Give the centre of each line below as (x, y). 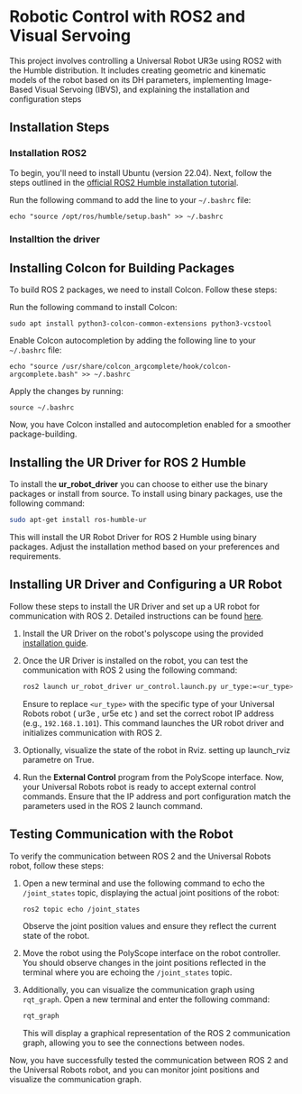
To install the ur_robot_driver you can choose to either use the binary (139, 484)
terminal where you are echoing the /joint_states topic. (127, 972)
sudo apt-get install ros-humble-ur (78, 520)
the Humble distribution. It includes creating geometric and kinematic (138, 70)
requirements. (35, 556)
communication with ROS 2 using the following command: (130, 670)
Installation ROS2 (48, 153)
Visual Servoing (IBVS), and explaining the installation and (142, 89)
